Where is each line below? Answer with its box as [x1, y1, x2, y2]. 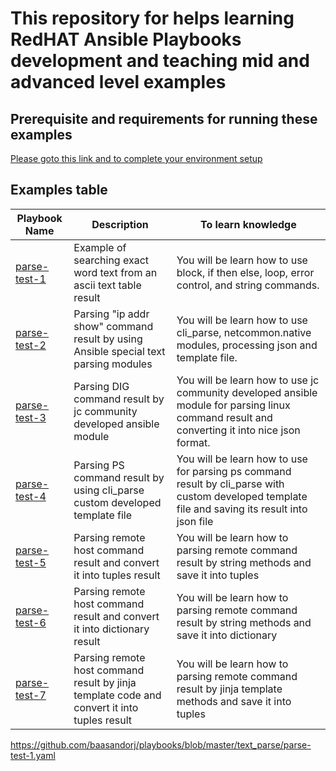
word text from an [73, 265, 158, 279]
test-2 [15, 338, 47, 352]
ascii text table [73, 278, 142, 292]
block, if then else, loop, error [176, 265, 315, 279]
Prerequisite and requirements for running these [10, 110, 318, 127]
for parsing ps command [176, 464, 292, 478]
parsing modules [73, 357, 153, 371]
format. [176, 435, 211, 449]
